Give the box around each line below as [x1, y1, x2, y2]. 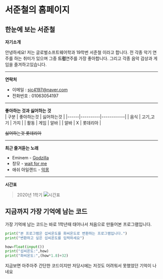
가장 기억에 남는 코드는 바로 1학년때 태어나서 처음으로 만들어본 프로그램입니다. [5, 221, 152, 227]
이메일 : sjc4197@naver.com [12, 87, 68, 92]
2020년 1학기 [16, 192, 43, 197]
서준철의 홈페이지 [5, 4, 70, 16]
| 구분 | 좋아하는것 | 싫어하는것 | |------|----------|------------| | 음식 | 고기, [5, 114, 151, 120]
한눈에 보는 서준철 [5, 25, 55, 34]
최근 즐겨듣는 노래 [5, 145, 39, 151]
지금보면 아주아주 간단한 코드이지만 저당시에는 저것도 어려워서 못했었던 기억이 [5, 263, 152, 269]
